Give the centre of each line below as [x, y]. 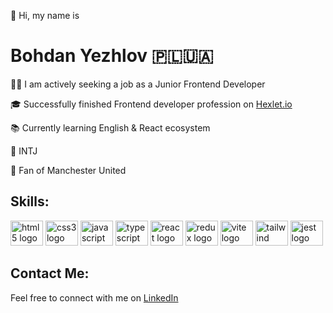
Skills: [30, 201]
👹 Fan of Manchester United [68, 170]
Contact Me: [50, 273]
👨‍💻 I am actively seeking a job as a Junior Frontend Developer [138, 84]
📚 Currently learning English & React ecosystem [110, 127]
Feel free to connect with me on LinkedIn [94, 297]
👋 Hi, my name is [45, 15]
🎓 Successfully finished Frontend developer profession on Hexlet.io [151, 104]
